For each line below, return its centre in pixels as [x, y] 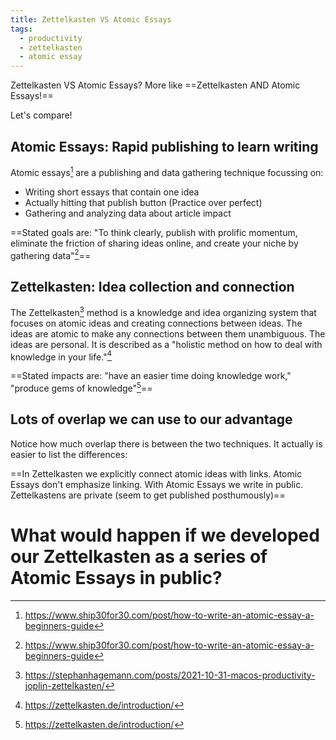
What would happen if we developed [165, 535]
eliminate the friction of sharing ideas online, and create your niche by [154, 243]
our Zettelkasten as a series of [139, 557]
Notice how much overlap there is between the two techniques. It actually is [166, 443]
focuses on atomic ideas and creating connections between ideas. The [156, 323]
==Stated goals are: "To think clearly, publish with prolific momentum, [154, 232]
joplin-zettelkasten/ [64, 685]
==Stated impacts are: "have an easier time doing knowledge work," [151, 376]
